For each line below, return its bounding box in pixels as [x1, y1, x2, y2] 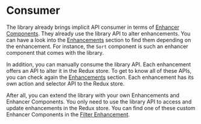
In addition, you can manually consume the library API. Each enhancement [6, 61, 191, 68]
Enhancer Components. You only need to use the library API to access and [6, 98, 192, 105]
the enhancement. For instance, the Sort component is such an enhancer [6, 43, 188, 50]
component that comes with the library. [6, 49, 104, 56]
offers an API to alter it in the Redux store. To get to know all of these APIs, [6, 67, 192, 74]
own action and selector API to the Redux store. [6, 79, 125, 87]
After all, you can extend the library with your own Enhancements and [6, 91, 180, 99]
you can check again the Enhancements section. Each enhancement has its [6, 73, 194, 81]
